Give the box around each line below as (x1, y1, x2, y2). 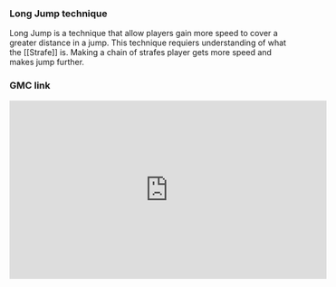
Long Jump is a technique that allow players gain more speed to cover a (9, 28, 278, 39)
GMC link (9, 80, 52, 92)
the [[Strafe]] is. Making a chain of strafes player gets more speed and (9, 47, 272, 58)
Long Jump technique (9, 7, 108, 20)
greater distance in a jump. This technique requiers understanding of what (9, 37, 287, 48)
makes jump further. (9, 57, 84, 68)
